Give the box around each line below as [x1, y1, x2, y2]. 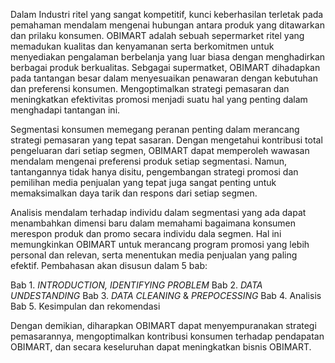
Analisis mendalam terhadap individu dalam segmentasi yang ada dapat [10, 207, 307, 218]
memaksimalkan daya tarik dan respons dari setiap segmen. [10, 187, 258, 199]
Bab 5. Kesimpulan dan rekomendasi [10, 300, 161, 312]
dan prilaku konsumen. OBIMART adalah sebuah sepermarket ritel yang [10, 30, 305, 41]
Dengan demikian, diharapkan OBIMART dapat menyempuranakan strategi [10, 320, 317, 331]
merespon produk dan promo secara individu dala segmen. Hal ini [10, 228, 282, 239]
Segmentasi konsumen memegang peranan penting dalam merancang [10, 124, 300, 135]
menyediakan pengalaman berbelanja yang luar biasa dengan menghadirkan [10, 51, 326, 63]
